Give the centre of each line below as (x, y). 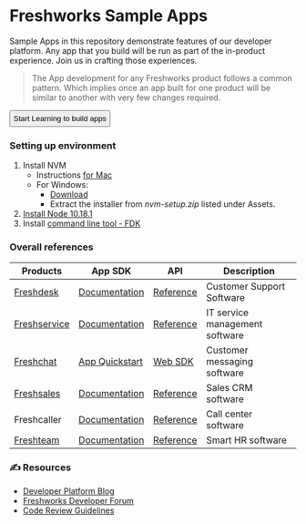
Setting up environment (63, 145)
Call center (229, 414)
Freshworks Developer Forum (78, 500)
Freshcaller (38, 419)
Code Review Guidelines (68, 510)
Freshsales (37, 393)
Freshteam (37, 440)
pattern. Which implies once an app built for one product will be (151, 87)
